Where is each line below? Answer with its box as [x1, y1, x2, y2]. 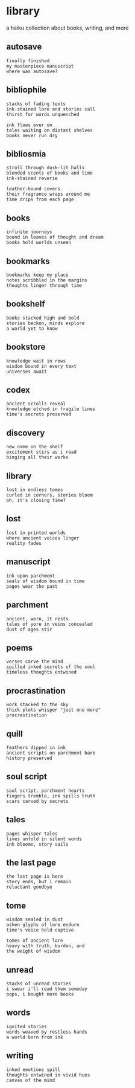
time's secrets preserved [6, 411, 71, 417]
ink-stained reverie [6, 175, 58, 182]
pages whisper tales [6, 831, 58, 837]
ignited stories [6, 1023, 47, 1029]
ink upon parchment [6, 573, 55, 579]
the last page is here [6, 874, 63, 880]
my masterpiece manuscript [6, 63, 74, 69]
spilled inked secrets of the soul [6, 664, 96, 670]
